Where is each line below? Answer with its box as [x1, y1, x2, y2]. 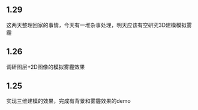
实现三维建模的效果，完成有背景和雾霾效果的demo [6, 97, 131, 105]
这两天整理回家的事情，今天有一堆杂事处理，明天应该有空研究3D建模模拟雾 [6, 21, 192, 29]
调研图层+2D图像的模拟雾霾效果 [6, 63, 85, 71]
